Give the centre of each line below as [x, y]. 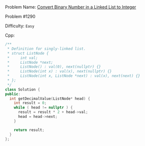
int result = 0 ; [30, 103]
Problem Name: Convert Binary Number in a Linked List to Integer [71, 7]
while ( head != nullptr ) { [43, 108]
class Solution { [23, 90]
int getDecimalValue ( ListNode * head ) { [50, 99]
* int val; [22, 58]
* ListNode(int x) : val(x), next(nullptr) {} [59, 72]
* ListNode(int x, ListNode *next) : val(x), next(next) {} [73, 76]
